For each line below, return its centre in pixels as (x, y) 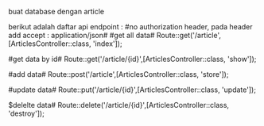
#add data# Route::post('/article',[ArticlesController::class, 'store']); (118, 74)
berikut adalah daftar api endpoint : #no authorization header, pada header (130, 27)
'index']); (107, 44)
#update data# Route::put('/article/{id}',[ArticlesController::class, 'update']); (132, 90)
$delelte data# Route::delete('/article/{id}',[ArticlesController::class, (118, 105)
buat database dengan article (56, 11)
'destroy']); (27, 113)
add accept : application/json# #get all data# (82, 35)
